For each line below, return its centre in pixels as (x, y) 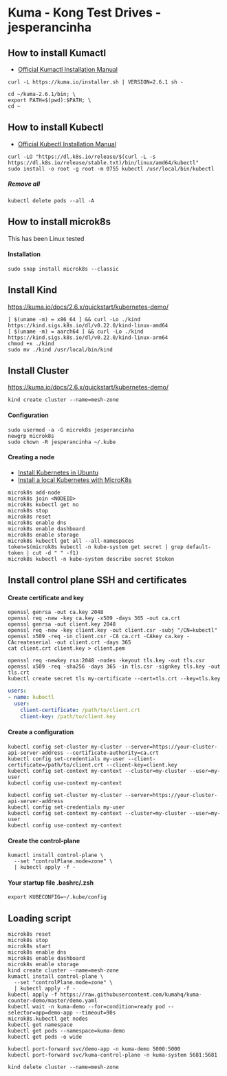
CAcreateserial (30, 643)
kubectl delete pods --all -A (51, 201)
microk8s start (30, 947)
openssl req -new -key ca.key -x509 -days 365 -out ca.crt (94, 618)
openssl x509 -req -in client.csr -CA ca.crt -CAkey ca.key (96, 637)
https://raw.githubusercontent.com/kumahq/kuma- (131, 995)
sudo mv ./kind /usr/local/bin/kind (60, 349)
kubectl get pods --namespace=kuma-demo (67, 1031)
